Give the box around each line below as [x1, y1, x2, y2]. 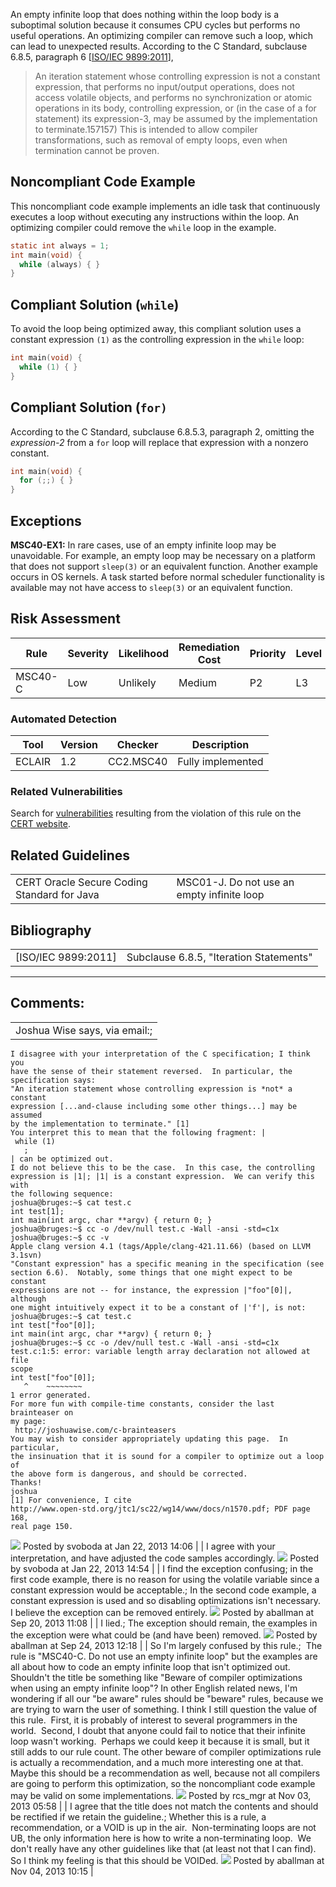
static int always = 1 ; [10, 240, 110, 251]
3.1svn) [10, 1250, 43, 1260]
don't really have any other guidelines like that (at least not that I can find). [10, 1842, 317, 1854]
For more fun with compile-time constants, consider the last [10, 1399, 275, 1409]
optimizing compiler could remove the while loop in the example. [10, 221, 277, 233]
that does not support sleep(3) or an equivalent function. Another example [10, 560, 319, 572]
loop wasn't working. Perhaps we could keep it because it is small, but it [10, 1735, 310, 1747]
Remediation [178, 640, 240, 654]
